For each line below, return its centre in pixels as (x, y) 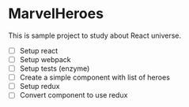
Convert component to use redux (74, 95)
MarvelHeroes (56, 14)
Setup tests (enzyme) (55, 68)
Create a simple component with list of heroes (94, 77)
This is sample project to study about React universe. (95, 35)
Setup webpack (45, 59)
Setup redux (40, 87)
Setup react (39, 50)
